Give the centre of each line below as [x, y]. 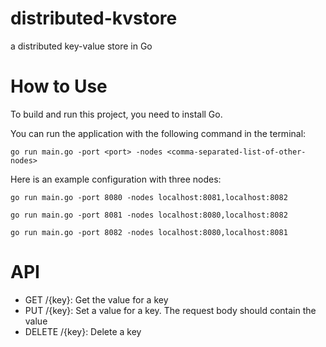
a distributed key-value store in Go [81, 46]
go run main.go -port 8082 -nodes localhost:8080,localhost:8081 [149, 232]
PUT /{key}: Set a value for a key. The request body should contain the [170, 310]
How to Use [59, 86]
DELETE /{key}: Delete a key [83, 331]
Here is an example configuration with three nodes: [116, 179]
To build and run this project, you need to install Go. [116, 114]
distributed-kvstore [94, 18]
